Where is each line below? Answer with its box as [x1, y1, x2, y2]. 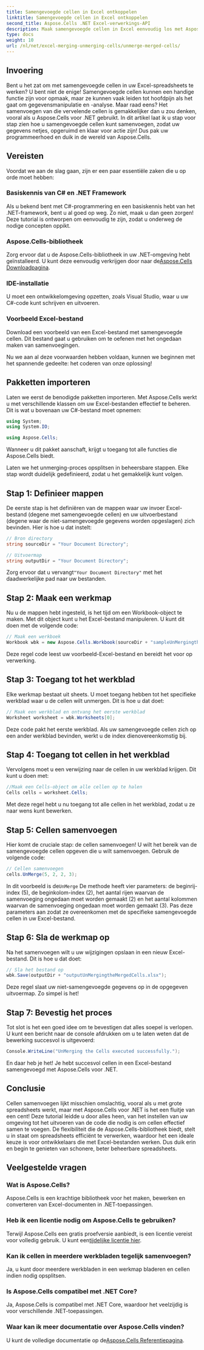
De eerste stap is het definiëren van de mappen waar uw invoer [6, 504, 165, 511]
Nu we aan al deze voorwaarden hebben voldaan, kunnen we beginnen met [6, 353, 195, 360]
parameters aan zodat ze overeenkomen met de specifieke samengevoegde [6, 908, 197, 915]
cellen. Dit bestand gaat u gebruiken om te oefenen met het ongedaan [6, 335, 182, 342]
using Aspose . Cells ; [6, 435, 59, 441]
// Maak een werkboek [6, 634, 61, 640]
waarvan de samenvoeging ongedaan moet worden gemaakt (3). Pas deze [6, 901, 193, 909]
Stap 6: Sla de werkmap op [6, 932, 110, 943]
